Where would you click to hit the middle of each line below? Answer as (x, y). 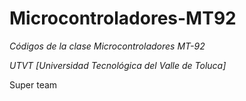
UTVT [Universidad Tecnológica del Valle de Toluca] (118, 65)
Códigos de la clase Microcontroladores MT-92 (107, 46)
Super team (33, 84)
